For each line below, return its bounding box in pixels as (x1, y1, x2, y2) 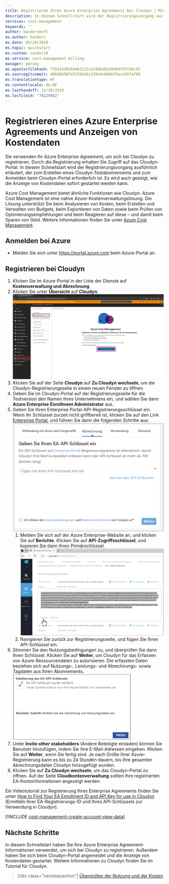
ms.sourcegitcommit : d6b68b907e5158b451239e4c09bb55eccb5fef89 (5, 72, 141, 77)
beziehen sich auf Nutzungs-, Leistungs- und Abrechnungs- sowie (12, 663, 151, 669)
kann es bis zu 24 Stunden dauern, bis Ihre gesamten (42, 757, 152, 763)
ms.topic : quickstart (5, 45, 51, 50)
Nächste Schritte (5, 828, 59, 837)
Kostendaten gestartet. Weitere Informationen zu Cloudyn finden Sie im (5, 858, 153, 864)
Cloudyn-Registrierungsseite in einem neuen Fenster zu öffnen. (12, 385, 144, 391)
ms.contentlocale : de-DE (5, 83, 57, 88)
